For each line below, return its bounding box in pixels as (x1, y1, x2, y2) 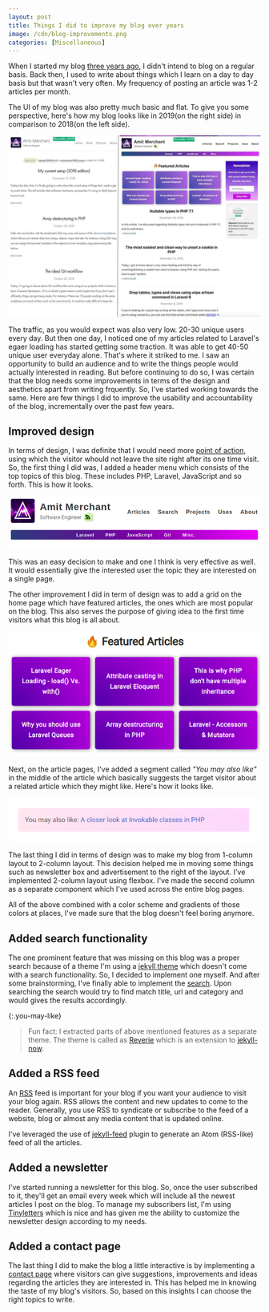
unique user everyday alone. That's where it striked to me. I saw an (8, 350, 230, 360)
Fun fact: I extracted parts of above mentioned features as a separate (27, 1027, 258, 1036)
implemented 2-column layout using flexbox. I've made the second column (8, 876, 255, 885)
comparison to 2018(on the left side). (8, 119, 130, 129)
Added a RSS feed (8, 1067, 100, 1080)
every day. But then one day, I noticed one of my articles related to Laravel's (8, 333, 259, 342)
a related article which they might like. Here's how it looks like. (8, 781, 214, 791)
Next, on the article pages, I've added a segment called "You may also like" (8, 764, 258, 774)
